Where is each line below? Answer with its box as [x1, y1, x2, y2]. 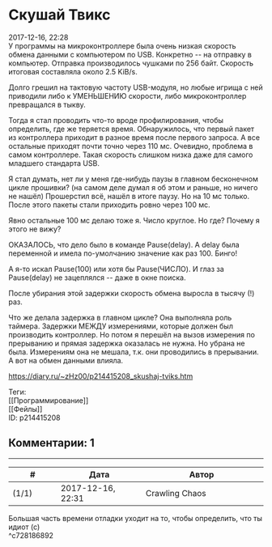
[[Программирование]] [8, 395, 89, 405]
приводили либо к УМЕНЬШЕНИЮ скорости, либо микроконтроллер [8, 91, 247, 100]
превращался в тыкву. [8, 100, 87, 109]
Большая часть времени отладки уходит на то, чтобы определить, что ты [8, 513, 263, 523]
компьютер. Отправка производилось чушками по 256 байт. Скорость [8, 58, 253, 68]
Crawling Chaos [145, 487, 206, 498]
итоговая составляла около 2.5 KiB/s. [8, 66, 138, 76]
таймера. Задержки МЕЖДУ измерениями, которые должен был [8, 321, 233, 331]
